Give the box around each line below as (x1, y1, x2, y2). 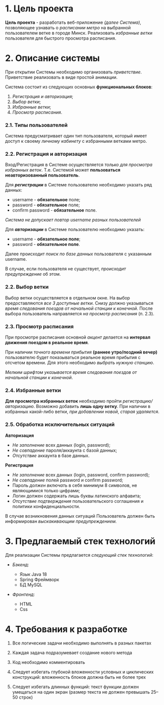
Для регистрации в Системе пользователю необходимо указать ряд (5, 182, 152, 188)
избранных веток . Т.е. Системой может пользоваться (5, 167, 121, 173)
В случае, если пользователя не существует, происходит (5, 266, 126, 272)
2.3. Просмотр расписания (5, 323, 74, 330)
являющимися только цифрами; (12, 487, 81, 493)
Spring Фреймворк (19, 576, 59, 583)
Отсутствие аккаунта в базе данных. (12, 452, 90, 459)
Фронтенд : (12, 591, 35, 597)
